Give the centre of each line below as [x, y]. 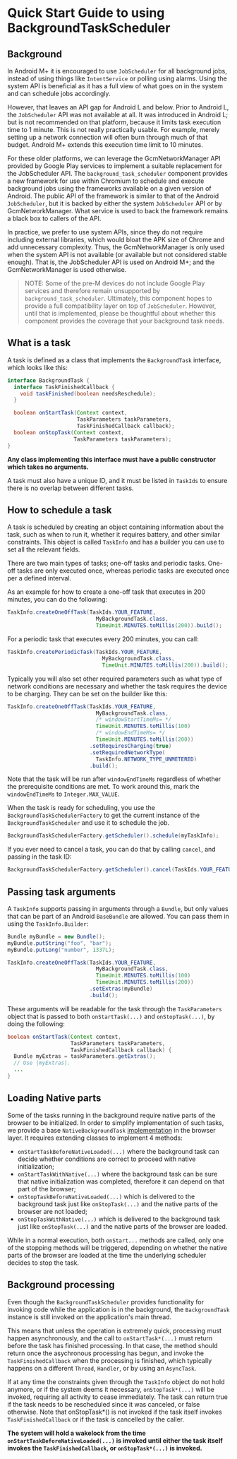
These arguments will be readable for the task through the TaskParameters [115, 1008]
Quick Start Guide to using [86, 13]
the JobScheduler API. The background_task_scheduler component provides [117, 173]
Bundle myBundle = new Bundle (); [56, 936]
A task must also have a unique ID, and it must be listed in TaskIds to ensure [117, 480]
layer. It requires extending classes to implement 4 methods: [95, 1138]
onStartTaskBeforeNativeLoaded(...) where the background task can [118, 1151]
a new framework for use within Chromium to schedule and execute [106, 181]
